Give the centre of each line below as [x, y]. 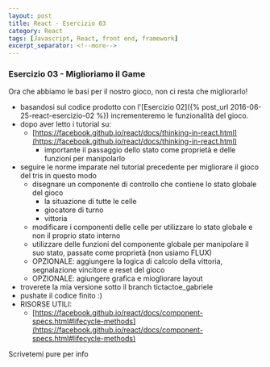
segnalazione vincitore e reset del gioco [98, 270]
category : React [35, 31]
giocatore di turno [74, 210]
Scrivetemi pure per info [48, 354]
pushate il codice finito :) [61, 296]
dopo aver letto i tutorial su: [65, 124]
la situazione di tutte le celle [90, 202]
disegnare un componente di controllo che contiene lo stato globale [144, 184]
